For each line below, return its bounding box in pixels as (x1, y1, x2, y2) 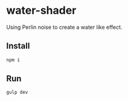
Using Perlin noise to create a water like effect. (6, 23, 123, 31)
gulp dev (6, 90, 28, 96)
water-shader (6, 4, 77, 17)
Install (6, 41, 30, 51)
